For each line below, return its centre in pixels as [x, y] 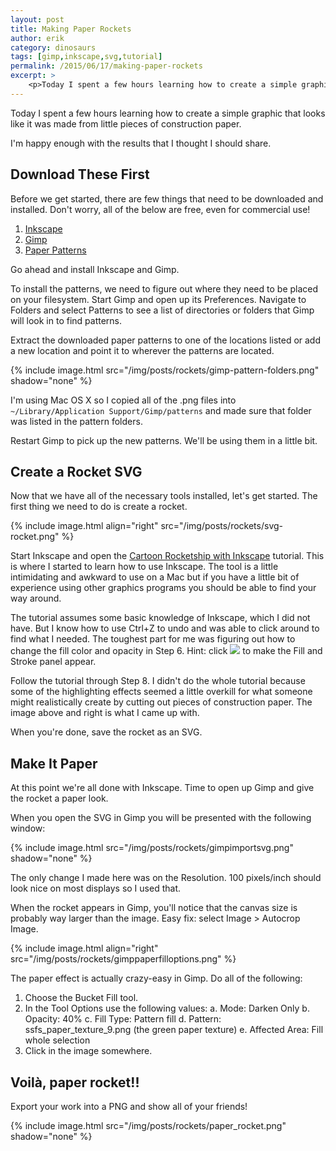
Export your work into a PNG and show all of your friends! [129, 1106]
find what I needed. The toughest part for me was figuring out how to [153, 639]
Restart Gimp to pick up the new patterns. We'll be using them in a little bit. [164, 440]
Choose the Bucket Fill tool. [81, 998]
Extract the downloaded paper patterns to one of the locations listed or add [165, 340]
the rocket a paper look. [59, 798]
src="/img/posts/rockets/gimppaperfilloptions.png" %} [123, 959]
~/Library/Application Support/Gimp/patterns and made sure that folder [161, 410]
